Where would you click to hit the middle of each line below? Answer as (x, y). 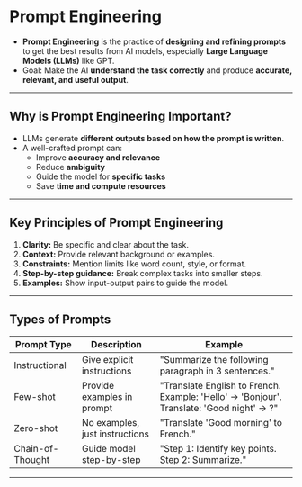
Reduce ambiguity (71, 167)
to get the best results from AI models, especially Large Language (145, 50)
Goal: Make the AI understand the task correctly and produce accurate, (157, 70)
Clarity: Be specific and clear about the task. (105, 244)
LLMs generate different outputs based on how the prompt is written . (153, 138)
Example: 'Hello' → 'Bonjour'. (221, 397)
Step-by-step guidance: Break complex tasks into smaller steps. (142, 273)
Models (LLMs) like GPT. (68, 60)
